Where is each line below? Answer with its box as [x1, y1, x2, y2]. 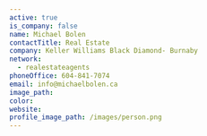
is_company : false [9, 21, 78, 30]
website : [9, 105, 42, 114]
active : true [9, 13, 58, 22]
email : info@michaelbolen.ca [9, 80, 118, 89]
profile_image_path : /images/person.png [9, 113, 163, 122]
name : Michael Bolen [9, 30, 87, 38]
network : [9, 55, 42, 64]
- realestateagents [17, 64, 91, 72]
